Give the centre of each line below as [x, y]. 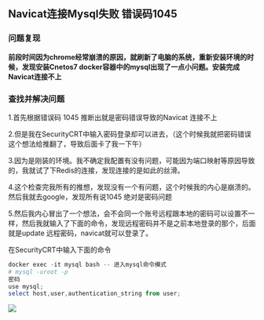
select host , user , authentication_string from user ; [94, 294]
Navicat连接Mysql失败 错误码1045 [93, 14]
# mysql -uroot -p [38, 272]
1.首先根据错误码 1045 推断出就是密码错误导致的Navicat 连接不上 [113, 117]
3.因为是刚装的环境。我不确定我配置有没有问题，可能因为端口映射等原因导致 [132, 160]
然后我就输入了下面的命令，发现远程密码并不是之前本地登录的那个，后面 [139, 223]
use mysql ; [26, 286]
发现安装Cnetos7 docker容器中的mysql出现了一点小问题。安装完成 [131, 67]
